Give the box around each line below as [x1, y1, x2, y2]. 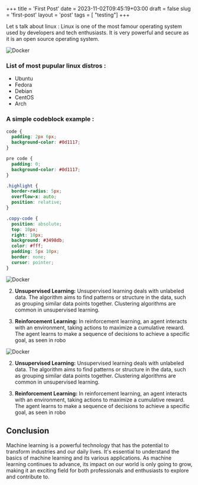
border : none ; [11, 254, 46, 260]
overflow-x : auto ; [11, 194, 57, 200]
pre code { [6, 156, 33, 162]
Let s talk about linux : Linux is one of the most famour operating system [6, 23, 182, 30]
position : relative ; [11, 200, 62, 205]
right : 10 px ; [11, 232, 44, 238]
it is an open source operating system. [6, 36, 99, 42]
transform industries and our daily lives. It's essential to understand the [6, 448, 180, 455]
